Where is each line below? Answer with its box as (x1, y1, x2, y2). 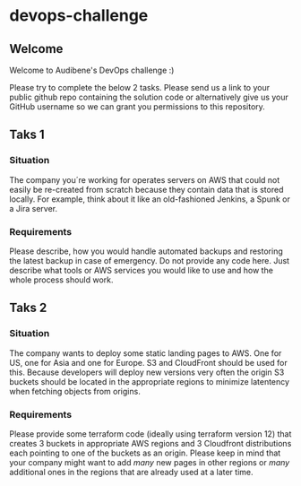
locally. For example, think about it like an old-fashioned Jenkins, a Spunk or (9, 194, 291, 204)
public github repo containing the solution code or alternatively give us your (9, 91, 289, 102)
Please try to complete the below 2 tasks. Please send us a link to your (9, 82, 271, 92)
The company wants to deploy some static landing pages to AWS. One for (9, 347, 282, 359)
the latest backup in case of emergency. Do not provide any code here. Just (9, 255, 289, 265)
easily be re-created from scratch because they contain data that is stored (9, 184, 284, 195)
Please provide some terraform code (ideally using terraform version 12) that (9, 428, 292, 439)
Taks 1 (9, 127, 45, 143)
